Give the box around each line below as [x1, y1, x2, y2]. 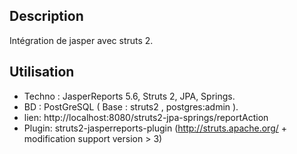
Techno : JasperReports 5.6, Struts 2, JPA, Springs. [23, 90, 236, 102]
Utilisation [9, 64, 75, 81]
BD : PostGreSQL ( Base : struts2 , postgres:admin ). [23, 100, 239, 113]
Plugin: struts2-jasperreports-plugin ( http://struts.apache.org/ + [23, 122, 287, 134]
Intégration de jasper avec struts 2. [9, 34, 154, 46]
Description [9, 8, 84, 25]
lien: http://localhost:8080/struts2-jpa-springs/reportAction [23, 111, 269, 123]
